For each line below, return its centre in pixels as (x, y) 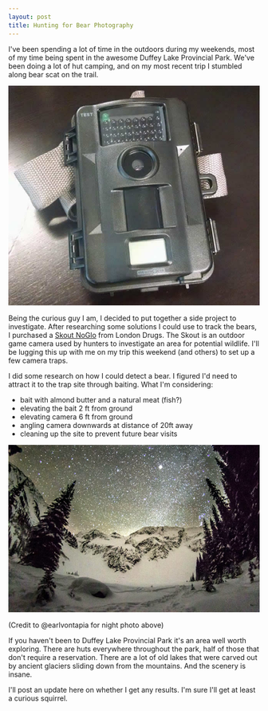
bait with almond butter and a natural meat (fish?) (101, 400)
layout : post (30, 17)
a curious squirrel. (38, 698)
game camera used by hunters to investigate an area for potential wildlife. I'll (134, 344)
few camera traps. (38, 361)
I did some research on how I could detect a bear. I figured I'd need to (123, 376)
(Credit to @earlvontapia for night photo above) (86, 625)
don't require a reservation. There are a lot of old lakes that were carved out (133, 658)
